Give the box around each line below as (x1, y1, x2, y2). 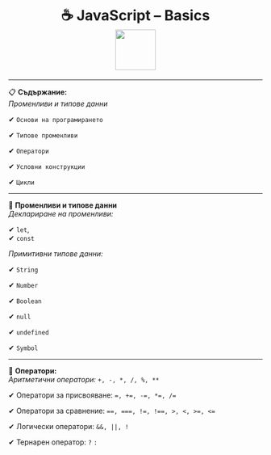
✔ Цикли (8, 177, 35, 187)
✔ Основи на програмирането (8, 114, 103, 124)
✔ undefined (8, 327, 50, 336)
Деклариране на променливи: (8, 209, 114, 218)
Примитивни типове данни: (8, 248, 103, 259)
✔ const (8, 233, 35, 242)
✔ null (8, 311, 31, 321)
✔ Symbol (8, 343, 39, 352)
